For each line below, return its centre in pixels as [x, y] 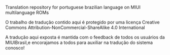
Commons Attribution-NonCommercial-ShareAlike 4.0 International [75, 27]
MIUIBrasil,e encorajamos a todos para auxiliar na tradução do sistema [79, 42]
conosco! [15, 48]
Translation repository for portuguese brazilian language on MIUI [73, 7]
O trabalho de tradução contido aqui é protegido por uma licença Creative [82, 22]
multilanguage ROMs [27, 12]
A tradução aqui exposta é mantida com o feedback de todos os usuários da [85, 37]
